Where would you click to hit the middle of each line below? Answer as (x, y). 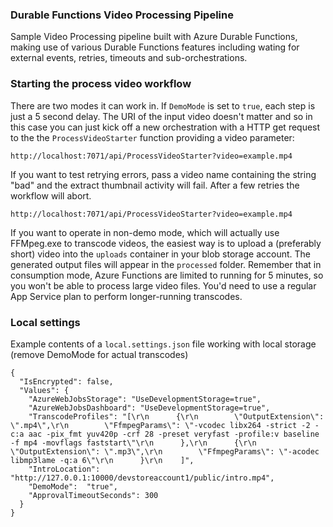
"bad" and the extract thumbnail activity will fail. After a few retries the (155, 185)
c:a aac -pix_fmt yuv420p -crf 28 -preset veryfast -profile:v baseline (165, 434)
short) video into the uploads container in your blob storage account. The (160, 254)
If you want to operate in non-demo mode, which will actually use (145, 232)
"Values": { (44, 390)
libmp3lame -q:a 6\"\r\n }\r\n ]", (102, 460)
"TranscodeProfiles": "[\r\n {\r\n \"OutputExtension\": (176, 416)
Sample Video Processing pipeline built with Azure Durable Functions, (154, 37)
